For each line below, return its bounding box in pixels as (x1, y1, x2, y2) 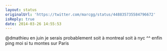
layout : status (5, 7, 37, 12)
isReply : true (5, 16, 35, 21)
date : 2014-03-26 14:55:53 (5, 21, 62, 26)
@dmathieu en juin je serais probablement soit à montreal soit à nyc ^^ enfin (5, 35, 162, 41)
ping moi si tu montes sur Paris (5, 40, 69, 46)
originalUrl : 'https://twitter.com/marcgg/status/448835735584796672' (5, 12, 156, 17)
